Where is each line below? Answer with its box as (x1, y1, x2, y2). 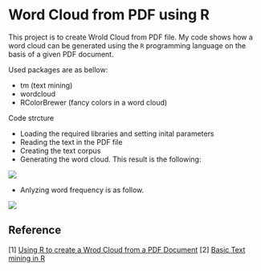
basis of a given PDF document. (8, 49, 114, 59)
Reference (8, 224, 62, 237)
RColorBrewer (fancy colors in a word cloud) (19, 97, 168, 107)
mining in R (8, 253, 46, 263)
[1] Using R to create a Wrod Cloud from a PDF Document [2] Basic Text (8, 244, 246, 254)
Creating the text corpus (19, 146, 101, 155)
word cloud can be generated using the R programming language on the (8, 40, 247, 50)
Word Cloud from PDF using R (8, 6, 210, 24)
